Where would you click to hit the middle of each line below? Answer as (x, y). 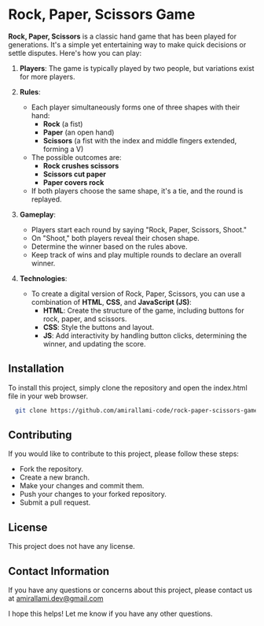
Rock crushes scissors (81, 165)
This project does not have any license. (71, 546)
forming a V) (63, 149)
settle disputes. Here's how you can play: (75, 53)
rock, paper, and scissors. (85, 319)
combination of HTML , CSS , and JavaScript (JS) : (112, 302)
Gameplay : (38, 214)
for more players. (48, 76)
